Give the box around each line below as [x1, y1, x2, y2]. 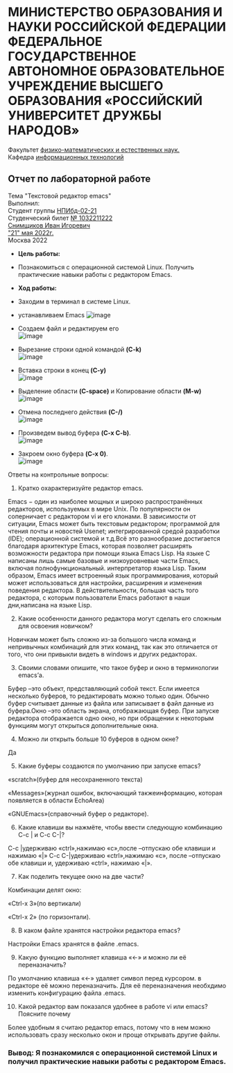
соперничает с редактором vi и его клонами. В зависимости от [8, 512, 196, 520]
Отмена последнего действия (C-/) [17, 408, 123, 416]
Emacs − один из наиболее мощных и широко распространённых [8, 497, 203, 505]
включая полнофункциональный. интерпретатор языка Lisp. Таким [8, 564, 207, 572]
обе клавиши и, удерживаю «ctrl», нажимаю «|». [8, 859, 153, 867]
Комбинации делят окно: [8, 885, 82, 894]
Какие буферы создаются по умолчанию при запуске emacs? [17, 761, 201, 770]
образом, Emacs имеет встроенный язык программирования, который [8, 571, 218, 580]
